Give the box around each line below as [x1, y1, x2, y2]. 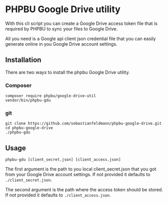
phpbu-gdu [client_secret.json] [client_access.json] [5, 157, 121, 162]
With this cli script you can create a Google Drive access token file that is [5, 20, 158, 26]
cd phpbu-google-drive [5, 125, 53, 130]
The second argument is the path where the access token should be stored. [5, 187, 163, 193]
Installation [5, 56, 41, 64]
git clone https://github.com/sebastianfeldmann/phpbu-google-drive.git [5, 121, 162, 126]
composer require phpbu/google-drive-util [5, 93, 96, 98]
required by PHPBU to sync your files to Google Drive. [5, 25, 118, 31]
